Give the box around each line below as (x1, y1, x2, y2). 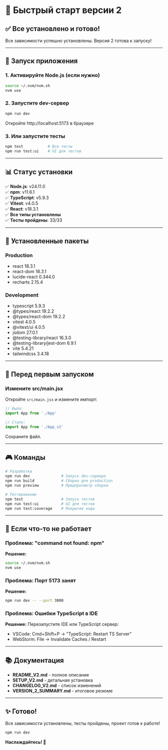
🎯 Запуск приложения (5, 57, 78, 66)
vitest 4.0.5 (12, 319, 36, 325)
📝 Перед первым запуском (5, 370, 94, 378)
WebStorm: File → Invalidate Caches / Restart (12, 636, 106, 642)
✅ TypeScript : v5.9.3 (5, 195, 49, 201)
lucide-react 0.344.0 (12, 274, 55, 280)
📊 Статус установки (5, 168, 73, 177)
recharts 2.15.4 (12, 279, 43, 285)
